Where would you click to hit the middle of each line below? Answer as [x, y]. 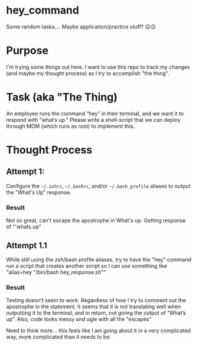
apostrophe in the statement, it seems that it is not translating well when [93, 307]
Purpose [27, 51]
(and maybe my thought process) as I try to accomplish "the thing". [88, 73]
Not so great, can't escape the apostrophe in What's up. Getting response [96, 221]
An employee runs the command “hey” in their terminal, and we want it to [95, 114]
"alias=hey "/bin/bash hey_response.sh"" [56, 272]
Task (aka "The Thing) [62, 97]
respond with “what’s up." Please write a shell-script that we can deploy [93, 119]
